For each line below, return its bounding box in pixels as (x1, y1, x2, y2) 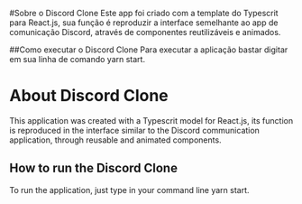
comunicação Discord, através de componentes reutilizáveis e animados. (9, 27, 281, 37)
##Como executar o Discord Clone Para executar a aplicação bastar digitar (9, 44, 288, 55)
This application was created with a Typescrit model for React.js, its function (9, 115, 294, 125)
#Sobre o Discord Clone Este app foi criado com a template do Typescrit (9, 8, 279, 18)
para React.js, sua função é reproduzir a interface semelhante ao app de (9, 17, 279, 28)
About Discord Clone (9, 86, 169, 107)
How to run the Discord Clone (9, 161, 178, 176)
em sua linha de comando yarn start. (9, 54, 146, 64)
